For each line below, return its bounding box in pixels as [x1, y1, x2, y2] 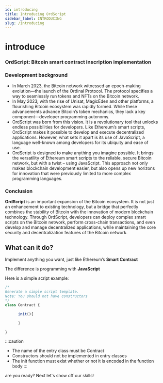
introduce [5, 42, 45, 52]
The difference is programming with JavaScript [5, 266, 100, 271]
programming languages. [12, 176, 63, 181]
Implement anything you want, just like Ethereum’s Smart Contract [5, 256, 138, 262]
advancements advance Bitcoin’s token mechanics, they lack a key [12, 109, 146, 114]
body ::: [12, 363, 28, 369]
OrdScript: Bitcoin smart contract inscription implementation [5, 59, 151, 65]
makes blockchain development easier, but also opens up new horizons [12, 165, 155, 171]
